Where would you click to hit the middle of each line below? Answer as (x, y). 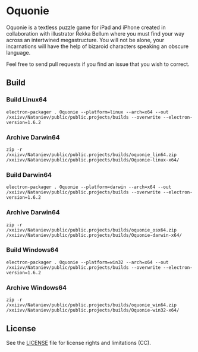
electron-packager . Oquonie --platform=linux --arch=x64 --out (87, 112)
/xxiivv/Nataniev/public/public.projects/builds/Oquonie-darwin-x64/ (94, 235)
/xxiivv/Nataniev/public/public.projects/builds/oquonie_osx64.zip (92, 230)
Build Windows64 (32, 250)
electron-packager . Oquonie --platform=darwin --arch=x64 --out (89, 187)
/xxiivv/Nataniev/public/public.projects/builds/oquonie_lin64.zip (92, 155)
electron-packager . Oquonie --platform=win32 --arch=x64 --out (87, 262)
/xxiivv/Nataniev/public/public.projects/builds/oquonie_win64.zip (92, 305)
